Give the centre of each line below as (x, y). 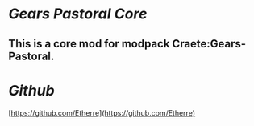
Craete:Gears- (209, 44)
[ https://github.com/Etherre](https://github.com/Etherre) (102, 112)
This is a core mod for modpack (89, 44)
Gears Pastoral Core (78, 14)
